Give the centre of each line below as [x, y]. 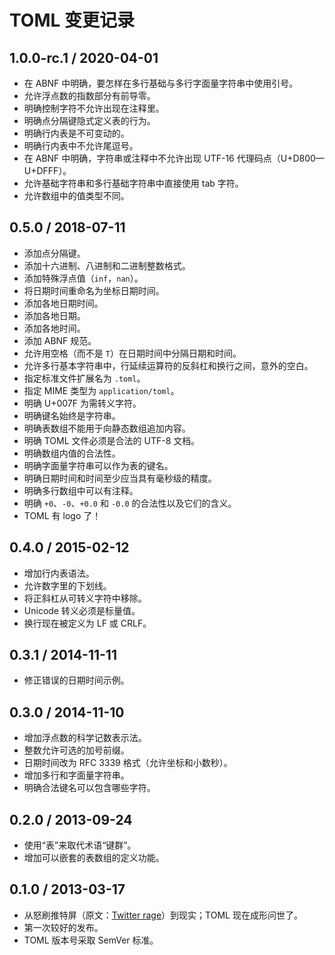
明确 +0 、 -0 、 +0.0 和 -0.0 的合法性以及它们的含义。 [130, 503]
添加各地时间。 [54, 328]
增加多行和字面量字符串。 [76, 775]
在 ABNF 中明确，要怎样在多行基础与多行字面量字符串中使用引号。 [161, 83]
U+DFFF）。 [47, 170]
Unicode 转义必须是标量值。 [82, 610]
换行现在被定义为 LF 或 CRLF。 [87, 623]
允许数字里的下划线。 [67, 585]
